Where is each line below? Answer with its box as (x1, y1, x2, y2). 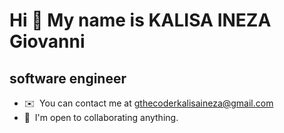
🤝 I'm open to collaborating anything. (23, 112, 179, 123)
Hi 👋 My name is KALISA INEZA (9, 9, 272, 32)
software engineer (9, 70, 127, 87)
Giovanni (9, 30, 86, 53)
